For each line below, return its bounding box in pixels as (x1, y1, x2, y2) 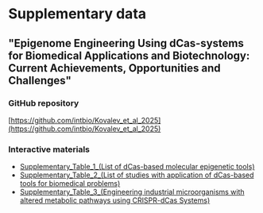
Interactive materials (8, 144, 90, 155)
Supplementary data (8, 5, 147, 23)
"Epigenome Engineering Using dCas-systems (8, 37, 244, 50)
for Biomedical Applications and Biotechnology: (8, 48, 250, 62)
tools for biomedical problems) (19, 179, 121, 188)
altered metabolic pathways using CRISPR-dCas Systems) (19, 196, 211, 205)
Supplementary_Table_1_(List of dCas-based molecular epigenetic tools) (19, 162, 255, 172)
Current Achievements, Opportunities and (8, 61, 221, 75)
